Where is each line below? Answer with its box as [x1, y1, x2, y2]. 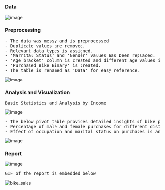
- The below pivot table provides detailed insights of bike [5, 119, 156, 124]
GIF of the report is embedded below [5, 171, 96, 176]
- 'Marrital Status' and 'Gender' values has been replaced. [5, 53, 156, 58]
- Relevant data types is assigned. [5, 48, 93, 54]
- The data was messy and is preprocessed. [5, 38, 111, 44]
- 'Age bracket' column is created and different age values [5, 57, 156, 63]
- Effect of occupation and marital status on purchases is [5, 129, 153, 134]
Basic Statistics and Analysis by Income [5, 100, 107, 106]
